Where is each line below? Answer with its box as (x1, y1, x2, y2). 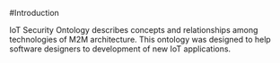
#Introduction (9, 8, 60, 18)
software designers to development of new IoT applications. (9, 43, 232, 54)
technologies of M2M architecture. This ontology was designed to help (9, 35, 271, 44)
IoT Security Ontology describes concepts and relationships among (9, 25, 258, 35)
